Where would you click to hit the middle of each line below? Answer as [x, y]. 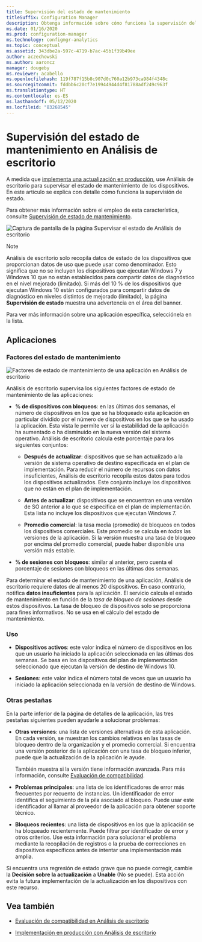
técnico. [25, 812]
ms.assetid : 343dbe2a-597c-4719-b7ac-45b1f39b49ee [71, 51]
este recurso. [23, 887]
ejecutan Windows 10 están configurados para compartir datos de [88, 290]
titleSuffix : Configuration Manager [52, 17]
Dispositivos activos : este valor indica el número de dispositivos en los [103, 647]
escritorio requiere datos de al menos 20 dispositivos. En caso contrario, [96, 587]
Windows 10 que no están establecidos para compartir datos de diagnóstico [100, 277]
